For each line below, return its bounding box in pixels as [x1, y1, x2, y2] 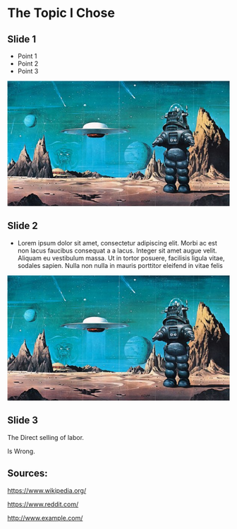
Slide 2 [7, 220, 39, 232]
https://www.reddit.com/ [7, 500, 79, 508]
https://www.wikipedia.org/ [7, 486, 87, 494]
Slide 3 [7, 414, 39, 426]
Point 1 [17, 52, 37, 60]
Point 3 [17, 67, 39, 75]
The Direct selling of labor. [7, 433, 85, 441]
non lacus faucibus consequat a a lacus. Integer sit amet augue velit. [17, 246, 217, 255]
